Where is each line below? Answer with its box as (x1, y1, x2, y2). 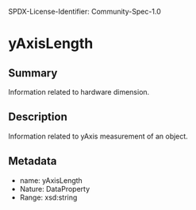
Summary (8, 66, 58, 80)
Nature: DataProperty (19, 184, 90, 193)
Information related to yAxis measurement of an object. (8, 131, 188, 141)
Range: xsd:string (19, 192, 78, 202)
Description (8, 111, 67, 124)
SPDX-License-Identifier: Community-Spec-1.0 (8, 7, 161, 16)
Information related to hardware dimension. (8, 87, 150, 96)
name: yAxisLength (19, 175, 83, 185)
